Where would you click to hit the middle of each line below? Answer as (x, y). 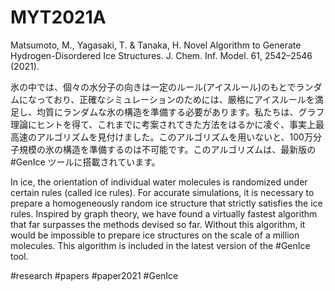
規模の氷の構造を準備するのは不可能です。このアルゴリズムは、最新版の (167, 149)
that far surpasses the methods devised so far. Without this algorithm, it (158, 224)
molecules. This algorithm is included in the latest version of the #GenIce (160, 245)
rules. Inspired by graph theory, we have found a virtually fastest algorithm (164, 213)
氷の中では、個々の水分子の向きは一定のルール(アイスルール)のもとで (153, 87)
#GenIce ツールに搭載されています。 (85, 162)
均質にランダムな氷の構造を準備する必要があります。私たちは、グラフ (180, 112)
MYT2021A (58, 17)
